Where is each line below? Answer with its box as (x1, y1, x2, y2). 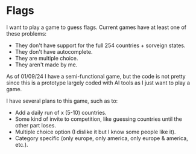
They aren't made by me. (14, 61, 78, 68)
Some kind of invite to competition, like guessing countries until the (14, 115, 182, 123)
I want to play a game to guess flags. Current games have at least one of (6, 24, 187, 31)
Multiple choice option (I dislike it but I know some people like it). (14, 128, 176, 135)
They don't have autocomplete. (14, 48, 93, 55)
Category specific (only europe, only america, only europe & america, (14, 134, 188, 142)
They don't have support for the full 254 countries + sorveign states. (14, 42, 186, 49)
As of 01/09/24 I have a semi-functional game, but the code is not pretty (6, 72, 186, 80)
